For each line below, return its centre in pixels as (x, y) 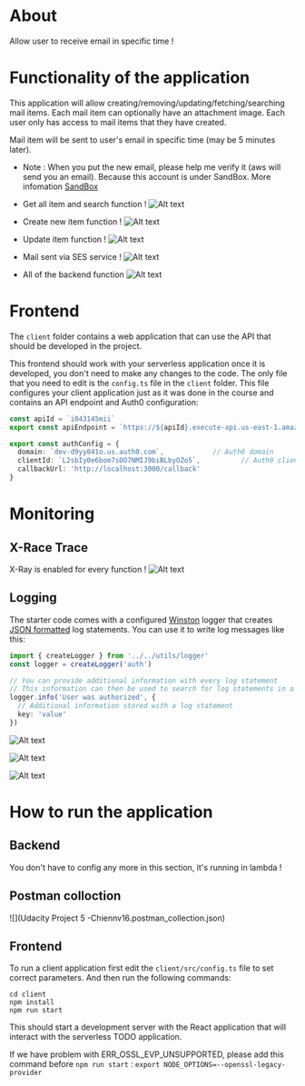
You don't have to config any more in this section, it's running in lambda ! (146, 867)
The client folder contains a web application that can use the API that (140, 336)
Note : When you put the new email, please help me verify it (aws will (152, 167)
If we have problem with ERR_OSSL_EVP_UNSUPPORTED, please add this (147, 1054)
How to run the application (111, 812)
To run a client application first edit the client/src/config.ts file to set (142, 968)
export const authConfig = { (64, 443)
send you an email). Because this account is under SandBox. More (147, 176)
